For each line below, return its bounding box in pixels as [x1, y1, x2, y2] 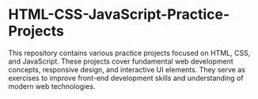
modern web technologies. [8, 81, 96, 91]
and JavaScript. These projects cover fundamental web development [8, 57, 233, 66]
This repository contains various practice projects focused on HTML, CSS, [8, 48, 251, 57]
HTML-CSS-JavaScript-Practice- [8, 5, 230, 24]
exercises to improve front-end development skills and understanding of [8, 73, 244, 82]
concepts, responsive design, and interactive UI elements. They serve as [8, 64, 245, 74]
